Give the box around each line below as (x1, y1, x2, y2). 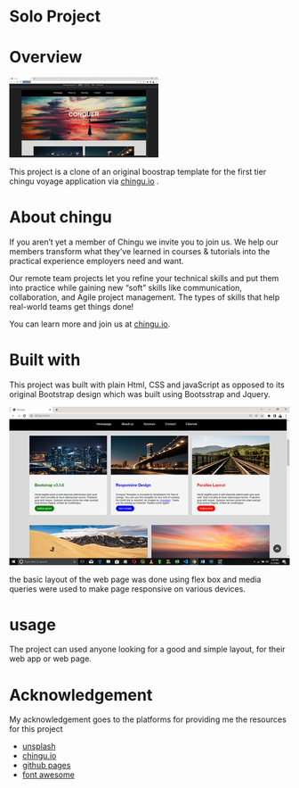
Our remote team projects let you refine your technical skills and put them (9, 273, 279, 284)
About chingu (9, 207, 113, 228)
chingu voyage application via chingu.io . (9, 176, 159, 187)
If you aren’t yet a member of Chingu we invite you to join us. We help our (9, 236, 279, 247)
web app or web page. (9, 653, 92, 664)
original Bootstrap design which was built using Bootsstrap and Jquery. (9, 389, 271, 399)
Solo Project (9, 6, 101, 27)
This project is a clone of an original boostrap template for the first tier (9, 167, 267, 178)
